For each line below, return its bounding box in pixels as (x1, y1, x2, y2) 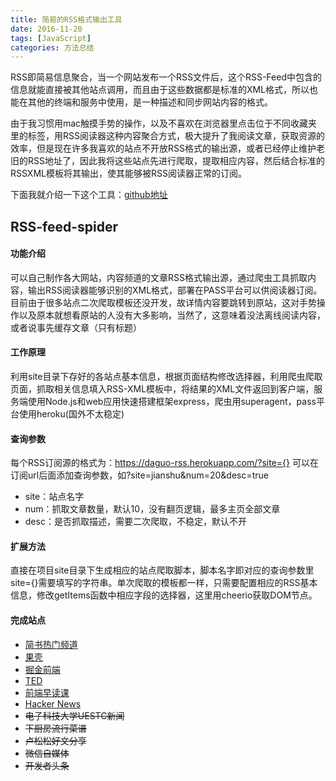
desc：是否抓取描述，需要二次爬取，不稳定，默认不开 (24, 516, 247, 528)
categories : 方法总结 (10, 42, 95, 53)
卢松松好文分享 (24, 734, 87, 746)
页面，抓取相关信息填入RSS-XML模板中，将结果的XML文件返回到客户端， (10, 383, 315, 395)
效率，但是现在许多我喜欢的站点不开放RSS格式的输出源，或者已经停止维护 (10, 142, 317, 155)
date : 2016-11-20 (10, 24, 83, 34)
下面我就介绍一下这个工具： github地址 (10, 189, 168, 201)
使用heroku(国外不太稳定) (18, 408, 125, 420)
